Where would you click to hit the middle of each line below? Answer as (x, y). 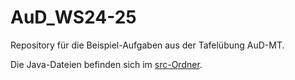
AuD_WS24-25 (73, 17)
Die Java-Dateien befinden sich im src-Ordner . (106, 64)
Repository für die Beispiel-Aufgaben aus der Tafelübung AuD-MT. (147, 45)
